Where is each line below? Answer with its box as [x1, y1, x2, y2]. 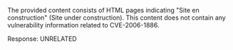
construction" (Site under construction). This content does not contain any [7, 13, 226, 22]
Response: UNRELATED [7, 35, 77, 43]
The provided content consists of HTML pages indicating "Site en [7, 6, 200, 14]
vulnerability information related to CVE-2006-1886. [7, 21, 160, 29]
